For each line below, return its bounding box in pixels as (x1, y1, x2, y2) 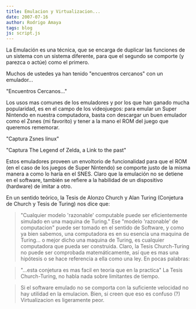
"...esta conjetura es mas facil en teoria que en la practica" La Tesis (20, 267, 183, 274)
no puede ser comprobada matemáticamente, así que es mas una (20, 249, 179, 256)
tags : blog (6, 25, 33, 31)
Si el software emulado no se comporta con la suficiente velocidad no (20, 284, 189, 291)
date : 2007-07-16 (6, 14, 49, 20)
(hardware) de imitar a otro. (6, 183, 72, 190)
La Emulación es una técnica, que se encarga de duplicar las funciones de (6, 46, 185, 53)
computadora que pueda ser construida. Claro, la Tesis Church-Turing (20, 243, 190, 250)
